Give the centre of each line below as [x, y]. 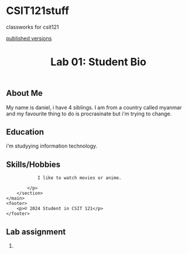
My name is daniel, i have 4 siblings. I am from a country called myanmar [94, 107]
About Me [24, 93]
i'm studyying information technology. [52, 146]
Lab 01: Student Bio [98, 62]
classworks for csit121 [33, 27]
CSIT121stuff [37, 11]
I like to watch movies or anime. [79, 178]
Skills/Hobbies [33, 164]
